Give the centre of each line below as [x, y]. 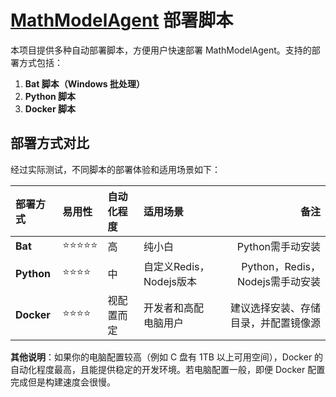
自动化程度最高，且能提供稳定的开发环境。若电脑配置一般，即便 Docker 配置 [168, 369]
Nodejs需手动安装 [278, 281]
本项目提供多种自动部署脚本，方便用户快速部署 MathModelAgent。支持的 [161, 50]
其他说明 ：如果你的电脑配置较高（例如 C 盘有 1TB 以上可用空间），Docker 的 [167, 357]
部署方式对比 [50, 143]
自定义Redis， [176, 266]
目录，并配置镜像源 [275, 323]
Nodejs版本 [170, 281]
